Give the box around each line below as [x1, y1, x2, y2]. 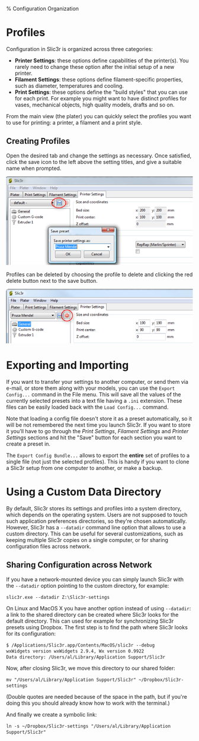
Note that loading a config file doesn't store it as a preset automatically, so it [6, 415, 192, 422]
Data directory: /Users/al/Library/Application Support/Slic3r [6, 654, 166, 660]
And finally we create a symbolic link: [6, 711, 97, 718]
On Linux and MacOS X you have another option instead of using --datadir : [6, 604, 191, 611]
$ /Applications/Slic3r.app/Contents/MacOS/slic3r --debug [6, 642, 155, 648]
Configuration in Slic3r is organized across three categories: [6, 45, 153, 52]
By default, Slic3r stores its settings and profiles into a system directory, [6, 504, 182, 512]
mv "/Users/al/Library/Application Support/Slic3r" [6, 677, 136, 683]
